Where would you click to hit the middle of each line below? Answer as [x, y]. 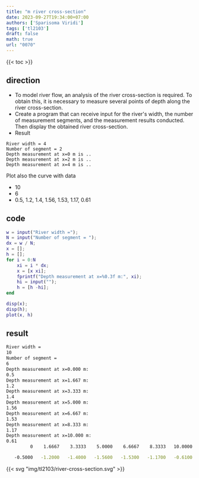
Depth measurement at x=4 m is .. [49, 164]
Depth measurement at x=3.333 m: [48, 391]
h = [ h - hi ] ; [33, 288]
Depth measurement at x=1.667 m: [48, 380]
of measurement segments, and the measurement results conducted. [99, 120]
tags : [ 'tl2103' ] [28, 28]
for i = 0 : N [21, 260]
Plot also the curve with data [41, 176]
